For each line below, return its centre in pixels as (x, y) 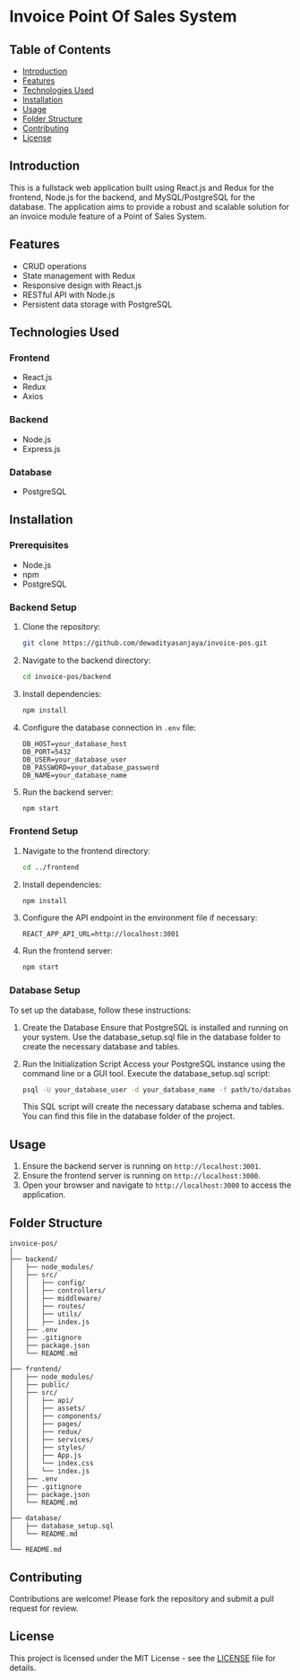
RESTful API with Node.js (69, 294)
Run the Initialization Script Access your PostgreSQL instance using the (154, 1064)
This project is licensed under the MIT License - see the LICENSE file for (142, 1658)
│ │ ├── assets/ (48, 1409)
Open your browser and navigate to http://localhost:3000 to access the (157, 1185)
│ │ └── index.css (51, 1464)
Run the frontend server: (68, 951)
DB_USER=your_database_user (74, 760)
